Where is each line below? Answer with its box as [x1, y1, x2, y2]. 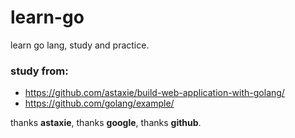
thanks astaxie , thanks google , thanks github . [10, 117, 202, 129]
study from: [10, 64, 69, 78]
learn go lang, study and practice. [10, 39, 150, 51]
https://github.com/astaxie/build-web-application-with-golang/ [24, 87, 285, 99]
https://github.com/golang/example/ [24, 97, 175, 110]
